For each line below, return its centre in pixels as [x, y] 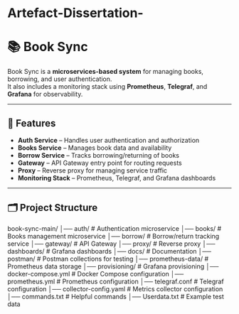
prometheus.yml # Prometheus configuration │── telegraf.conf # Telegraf [116, 281]
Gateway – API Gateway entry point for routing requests [100, 163]
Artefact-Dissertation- [75, 13]
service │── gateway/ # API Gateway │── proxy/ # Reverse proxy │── [111, 244]
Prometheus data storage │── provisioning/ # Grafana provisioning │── [113, 266]
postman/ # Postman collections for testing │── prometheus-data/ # [108, 259]
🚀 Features [32, 123]
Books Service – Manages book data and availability [95, 148]
